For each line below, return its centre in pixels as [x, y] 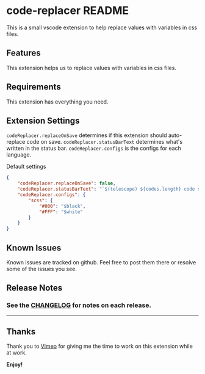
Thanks [21, 332]
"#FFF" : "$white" [61, 212]
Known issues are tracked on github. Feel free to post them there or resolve [101, 262]
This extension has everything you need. [57, 102]
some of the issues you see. [42, 269]
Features [23, 53]
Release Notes [34, 288]
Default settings [26, 167]
